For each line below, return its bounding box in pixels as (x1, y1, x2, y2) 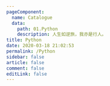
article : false (6, 59, 45, 65)
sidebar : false (6, 54, 45, 60)
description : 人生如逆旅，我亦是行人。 (17, 31, 107, 38)
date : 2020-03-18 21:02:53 (6, 43, 74, 49)
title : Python (6, 37, 42, 43)
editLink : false (6, 71, 47, 77)
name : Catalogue (11, 15, 53, 21)
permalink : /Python (6, 48, 56, 55)
